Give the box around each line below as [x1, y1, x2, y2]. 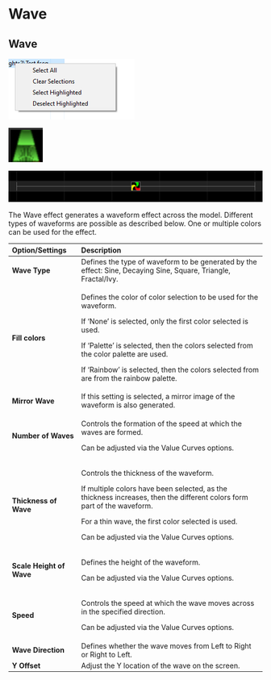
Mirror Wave [11, 396, 55, 406]
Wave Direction [11, 645, 65, 655]
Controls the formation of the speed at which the [81, 419, 242, 428]
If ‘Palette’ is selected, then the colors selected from [81, 340, 253, 351]
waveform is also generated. [81, 400, 176, 410]
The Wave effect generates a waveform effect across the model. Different [8, 211, 253, 220]
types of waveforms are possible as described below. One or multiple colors [8, 219, 262, 228]
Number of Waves [11, 431, 74, 440]
